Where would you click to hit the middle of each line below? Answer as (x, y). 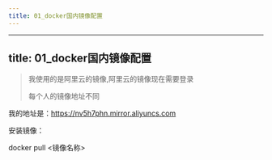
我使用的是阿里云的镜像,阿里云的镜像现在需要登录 (111, 79)
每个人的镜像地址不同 (64, 96)
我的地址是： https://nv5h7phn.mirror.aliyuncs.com (92, 113)
